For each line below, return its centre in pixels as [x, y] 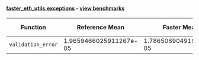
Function [33, 28]
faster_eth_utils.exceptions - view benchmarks [65, 8]
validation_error [33, 45]
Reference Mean [101, 28]
